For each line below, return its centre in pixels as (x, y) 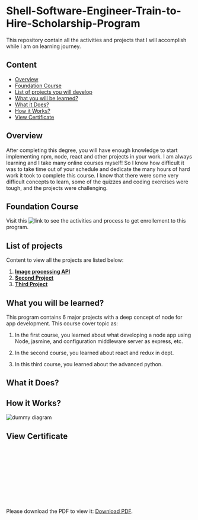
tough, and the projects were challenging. (57, 188)
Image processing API (42, 272)
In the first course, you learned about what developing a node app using (103, 335)
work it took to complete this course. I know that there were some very (92, 175)
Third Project (31, 284)
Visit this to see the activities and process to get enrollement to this (96, 221)
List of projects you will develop (54, 92)
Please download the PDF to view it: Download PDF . (70, 511)
